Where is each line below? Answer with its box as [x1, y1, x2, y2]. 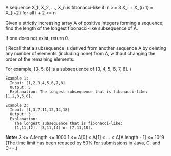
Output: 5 [10, 85, 31, 90]
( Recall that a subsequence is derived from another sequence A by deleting [5, 45, 166, 51]
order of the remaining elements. [5, 56, 75, 62]
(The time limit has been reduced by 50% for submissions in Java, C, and [5, 140, 161, 146]
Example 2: [5, 103, 29, 108]
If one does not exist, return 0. [5, 35, 69, 41]
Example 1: [5, 76, 29, 81]
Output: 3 [10, 112, 31, 117]
